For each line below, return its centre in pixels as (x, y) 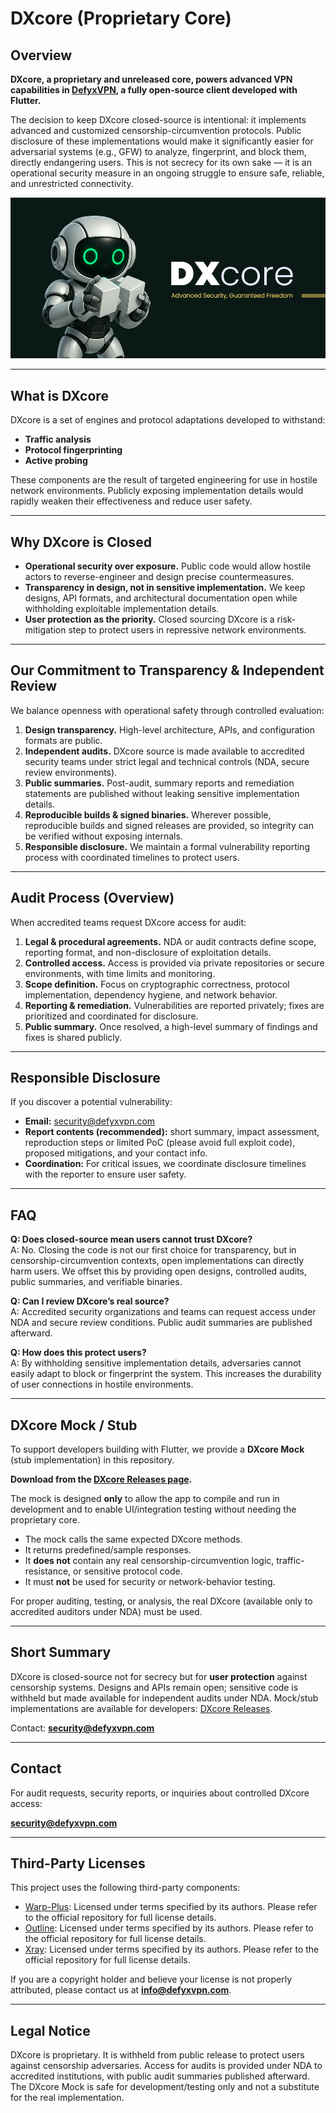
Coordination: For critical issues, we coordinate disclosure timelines (165, 1164)
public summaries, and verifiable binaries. (96, 1282)
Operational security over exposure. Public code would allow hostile (168, 566)
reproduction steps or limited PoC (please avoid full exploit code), (160, 1143)
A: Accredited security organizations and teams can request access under (163, 1312)
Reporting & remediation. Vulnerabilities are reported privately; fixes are (174, 1005)
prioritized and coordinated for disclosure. (111, 1016)
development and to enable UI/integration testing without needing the (153, 1509)
